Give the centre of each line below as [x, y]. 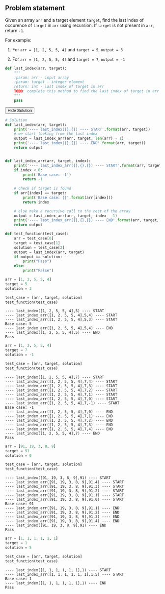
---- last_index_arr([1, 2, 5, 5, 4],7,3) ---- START [61, 386]
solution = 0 [18, 455]
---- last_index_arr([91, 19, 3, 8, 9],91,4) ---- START [65, 482]
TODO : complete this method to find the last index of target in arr [87, 91]
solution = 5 [18, 548]
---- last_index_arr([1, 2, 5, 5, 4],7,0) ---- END [59, 412]
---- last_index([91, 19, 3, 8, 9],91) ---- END [56, 525]
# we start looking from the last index [56, 134]
